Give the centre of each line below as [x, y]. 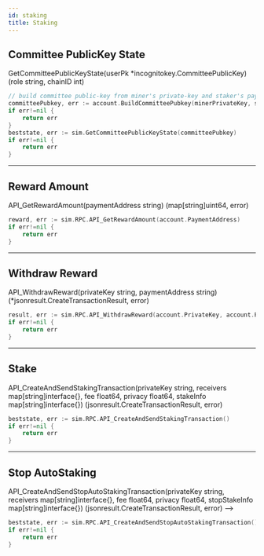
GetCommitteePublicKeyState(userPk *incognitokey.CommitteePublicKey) [128, 73]
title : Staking [33, 23]
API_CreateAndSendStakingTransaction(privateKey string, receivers [117, 388]
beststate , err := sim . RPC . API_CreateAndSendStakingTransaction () [119, 419]
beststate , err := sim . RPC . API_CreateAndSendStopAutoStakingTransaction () [133, 522]
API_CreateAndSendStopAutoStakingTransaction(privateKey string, [117, 491]
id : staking [27, 15]
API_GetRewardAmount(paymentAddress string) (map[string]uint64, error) [128, 205]
